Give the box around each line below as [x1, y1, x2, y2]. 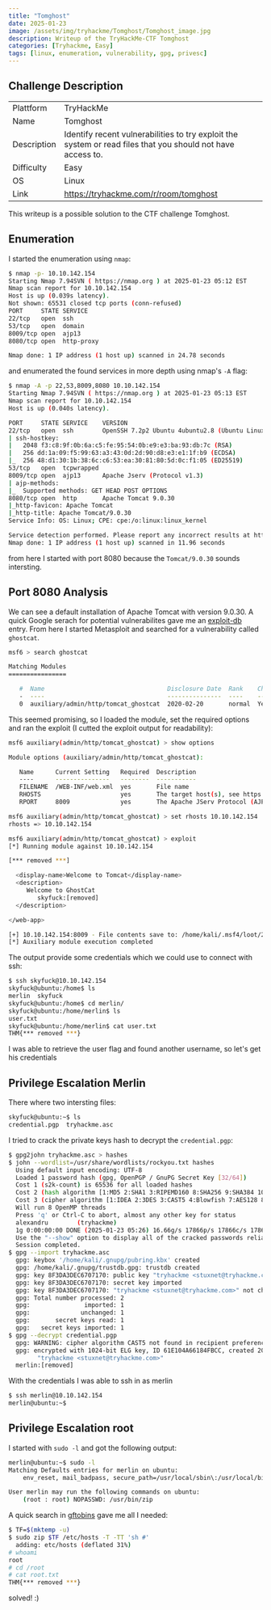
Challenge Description [8, 79, 123, 93]
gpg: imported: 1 [15, 1301, 125, 1309]
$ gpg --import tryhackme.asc [8, 1249, 110, 1257]
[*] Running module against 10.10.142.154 [8, 842, 153, 850]
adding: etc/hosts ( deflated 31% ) [15, 1540, 131, 1549]
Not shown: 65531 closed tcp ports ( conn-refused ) [8, 300, 182, 308]
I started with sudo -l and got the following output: [8, 1443, 177, 1452]
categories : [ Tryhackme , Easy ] [8, 42, 114, 50]
